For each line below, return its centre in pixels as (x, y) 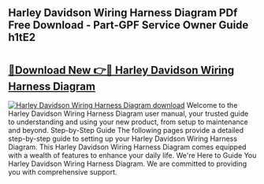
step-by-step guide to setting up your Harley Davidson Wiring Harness (123, 138)
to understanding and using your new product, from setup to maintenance (128, 122)
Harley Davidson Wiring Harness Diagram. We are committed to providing (128, 164)
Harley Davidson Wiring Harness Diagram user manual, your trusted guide (128, 114)
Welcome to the (212, 105)
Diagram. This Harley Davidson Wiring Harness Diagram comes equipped (127, 147)
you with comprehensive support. (63, 172)
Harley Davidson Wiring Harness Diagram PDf (123, 13)
